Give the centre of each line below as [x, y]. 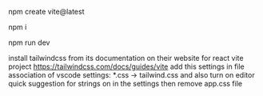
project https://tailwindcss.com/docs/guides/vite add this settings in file [127, 66]
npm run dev [29, 42]
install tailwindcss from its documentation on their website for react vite [126, 58]
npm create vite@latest [46, 12]
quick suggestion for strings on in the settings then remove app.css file [125, 84]
